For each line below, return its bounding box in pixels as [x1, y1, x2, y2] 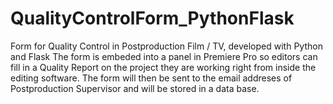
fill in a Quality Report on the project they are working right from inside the [10, 61, 317, 73]
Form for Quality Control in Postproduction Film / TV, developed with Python [10, 40, 323, 52]
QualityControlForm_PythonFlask [10, 7, 295, 30]
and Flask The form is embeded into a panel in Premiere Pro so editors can [10, 50, 318, 62]
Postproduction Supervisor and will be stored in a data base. [10, 82, 260, 94]
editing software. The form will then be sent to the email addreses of [10, 72, 293, 84]
